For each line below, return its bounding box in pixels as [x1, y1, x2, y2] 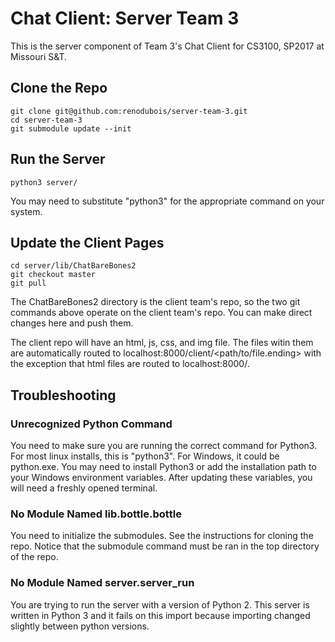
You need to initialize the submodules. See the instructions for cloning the [10, 530, 314, 542]
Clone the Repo [10, 80, 108, 97]
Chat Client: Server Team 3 [10, 7, 240, 30]
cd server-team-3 [10, 115, 83, 125]
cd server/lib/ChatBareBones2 [10, 261, 137, 271]
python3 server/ [10, 177, 78, 187]
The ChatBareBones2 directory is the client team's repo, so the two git [10, 296, 301, 308]
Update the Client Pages [10, 234, 165, 251]
